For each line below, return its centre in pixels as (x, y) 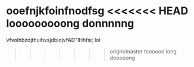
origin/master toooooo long (143, 51)
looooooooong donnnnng (70, 23)
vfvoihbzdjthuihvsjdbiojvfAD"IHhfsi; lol (53, 40)
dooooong (122, 58)
